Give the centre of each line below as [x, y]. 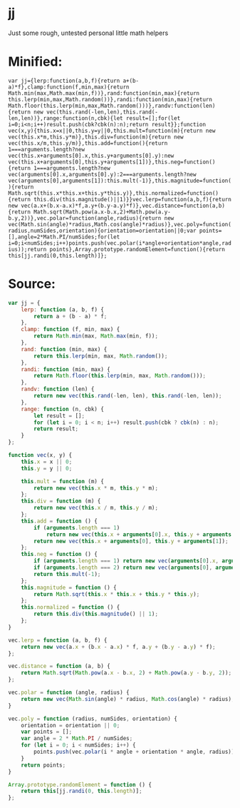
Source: [32, 284]
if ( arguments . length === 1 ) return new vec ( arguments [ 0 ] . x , [126, 561]
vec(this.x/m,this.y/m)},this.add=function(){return [88, 143]
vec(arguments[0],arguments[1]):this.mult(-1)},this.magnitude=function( [120, 181]
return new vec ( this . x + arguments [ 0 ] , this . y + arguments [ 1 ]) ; [131, 541]
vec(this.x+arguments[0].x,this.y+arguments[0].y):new [91, 156]
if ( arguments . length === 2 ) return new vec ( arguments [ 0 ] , [123, 568]
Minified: [35, 62]
